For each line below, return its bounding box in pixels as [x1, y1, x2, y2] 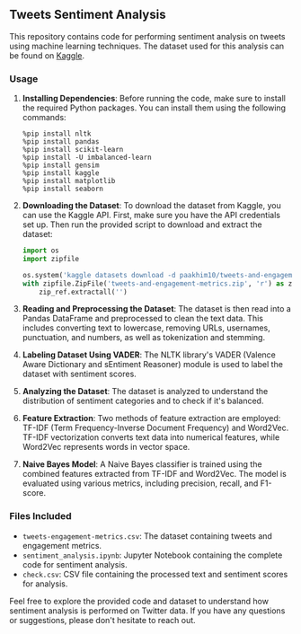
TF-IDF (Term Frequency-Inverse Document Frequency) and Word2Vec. [22, 422, 289, 434]
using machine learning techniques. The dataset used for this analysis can [9, 40, 285, 51]
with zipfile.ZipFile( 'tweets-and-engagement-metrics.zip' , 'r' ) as [22, 278, 285, 288]
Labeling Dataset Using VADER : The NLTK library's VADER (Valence [22, 349, 277, 360]
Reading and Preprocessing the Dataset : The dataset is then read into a [22, 304, 292, 314]
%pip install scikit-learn [22, 145, 124, 154]
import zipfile [22, 254, 80, 263]
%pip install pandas [22, 137, 100, 146]
